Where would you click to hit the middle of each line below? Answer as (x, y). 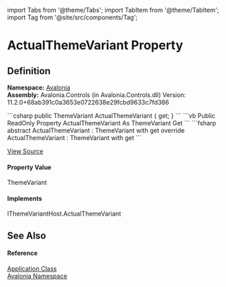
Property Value (29, 167)
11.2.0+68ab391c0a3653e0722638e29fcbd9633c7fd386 (88, 102)
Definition (29, 71)
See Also (27, 235)
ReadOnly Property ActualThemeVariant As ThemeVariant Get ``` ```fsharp (112, 123)
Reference (22, 253)
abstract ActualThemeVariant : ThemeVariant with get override (96, 130)
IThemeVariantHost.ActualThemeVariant (64, 214)
